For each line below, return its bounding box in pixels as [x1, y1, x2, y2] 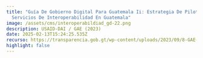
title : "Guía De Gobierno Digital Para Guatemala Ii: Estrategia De [6, 8, 182, 15]
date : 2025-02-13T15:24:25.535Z [6, 31, 88, 37]
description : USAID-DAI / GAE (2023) [6, 25, 101, 32]
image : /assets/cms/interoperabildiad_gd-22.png [6, 20, 131, 26]
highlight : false [6, 43, 50, 49]
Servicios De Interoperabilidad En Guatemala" [11, 14, 131, 21]
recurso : [6, 37, 28, 43]
